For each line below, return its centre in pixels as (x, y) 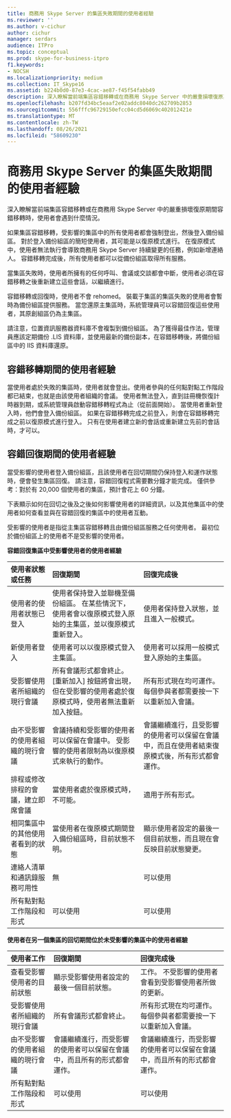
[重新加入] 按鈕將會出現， (93, 681)
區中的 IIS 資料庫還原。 (40, 346)
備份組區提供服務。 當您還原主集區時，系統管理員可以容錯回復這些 (113, 305)
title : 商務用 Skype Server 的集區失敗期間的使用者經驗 (80, 13)
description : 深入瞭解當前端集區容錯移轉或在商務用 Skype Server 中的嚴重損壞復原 (115, 97)
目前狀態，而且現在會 (185, 839)
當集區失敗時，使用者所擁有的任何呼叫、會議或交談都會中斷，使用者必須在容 (115, 273)
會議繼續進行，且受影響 (181, 725)
